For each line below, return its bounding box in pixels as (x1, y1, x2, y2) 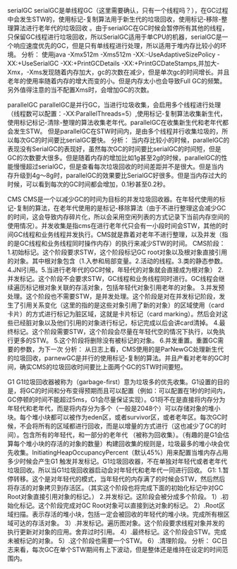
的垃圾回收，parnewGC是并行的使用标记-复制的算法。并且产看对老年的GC (7, 354, 224, 362)
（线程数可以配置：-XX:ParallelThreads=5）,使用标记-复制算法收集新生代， (7, 109, 227, 118)
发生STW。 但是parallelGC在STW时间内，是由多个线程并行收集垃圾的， (13, 127, 222, 136)
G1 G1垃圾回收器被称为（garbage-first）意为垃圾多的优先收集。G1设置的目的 (7, 378, 230, 386)
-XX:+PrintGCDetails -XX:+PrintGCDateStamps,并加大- (60, 59, 220, 67)
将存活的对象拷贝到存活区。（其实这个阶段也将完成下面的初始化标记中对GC (7, 484, 224, 492)
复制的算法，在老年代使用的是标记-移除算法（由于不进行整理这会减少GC (16, 204, 226, 212)
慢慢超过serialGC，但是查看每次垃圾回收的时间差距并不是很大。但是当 (13, 162, 218, 171)
